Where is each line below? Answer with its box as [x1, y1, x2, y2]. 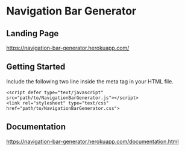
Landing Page [6, 28, 59, 39]
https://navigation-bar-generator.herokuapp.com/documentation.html [6, 138, 179, 145]
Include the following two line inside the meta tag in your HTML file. [6, 77, 174, 85]
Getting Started [6, 62, 66, 72]
